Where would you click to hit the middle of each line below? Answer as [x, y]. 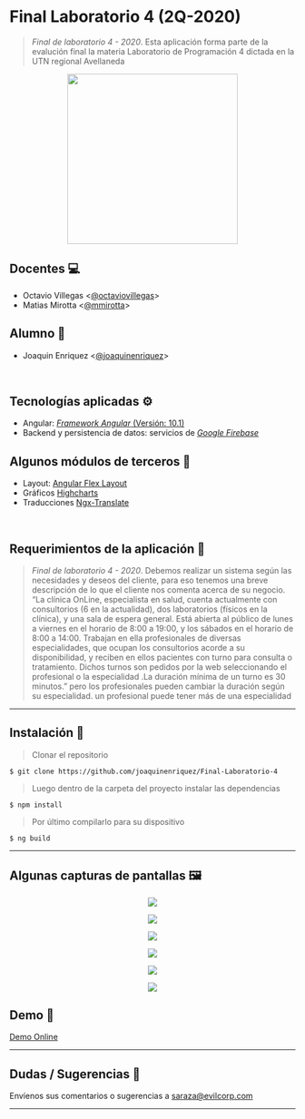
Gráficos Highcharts [60, 493]
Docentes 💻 [45, 269]
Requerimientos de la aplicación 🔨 [108, 549]
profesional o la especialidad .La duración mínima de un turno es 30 [158, 677]
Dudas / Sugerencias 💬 [75, 1074]
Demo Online [34, 1037]
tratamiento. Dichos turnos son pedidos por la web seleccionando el [159, 667]
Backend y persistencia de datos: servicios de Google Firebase [141, 433]
